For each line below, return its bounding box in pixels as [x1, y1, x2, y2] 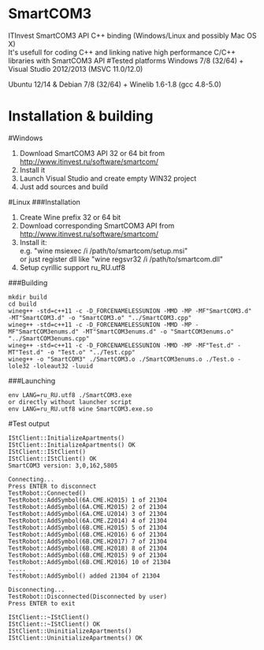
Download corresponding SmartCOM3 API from [19, 221, 175, 230]
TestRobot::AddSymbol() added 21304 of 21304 [8, 572, 160, 580]
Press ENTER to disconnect [8, 482, 97, 490]
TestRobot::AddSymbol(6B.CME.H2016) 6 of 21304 [8, 530, 168, 538]
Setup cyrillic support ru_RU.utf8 [19, 262, 126, 272]
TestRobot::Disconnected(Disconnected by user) [8, 592, 168, 600]
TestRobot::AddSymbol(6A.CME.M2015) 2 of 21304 [8, 503, 168, 511]
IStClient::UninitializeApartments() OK [8, 633, 143, 642]
